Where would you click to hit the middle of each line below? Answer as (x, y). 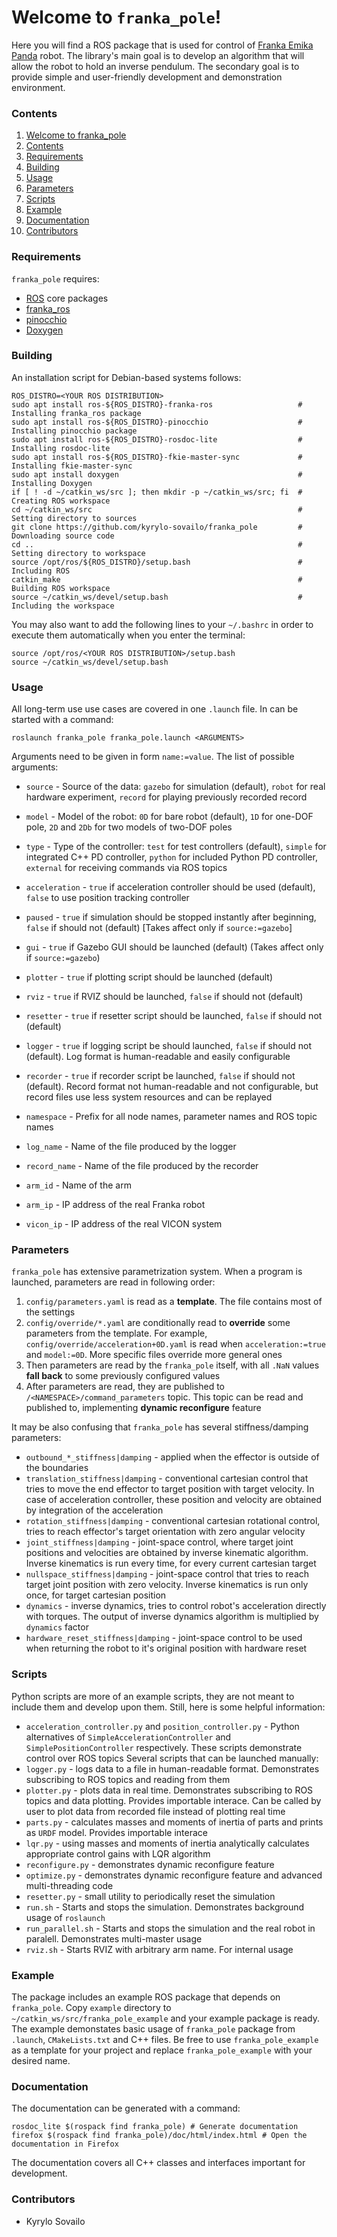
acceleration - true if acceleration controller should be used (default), (170, 887)
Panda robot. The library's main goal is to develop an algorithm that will (158, 55)
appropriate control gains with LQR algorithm (118, 1853)
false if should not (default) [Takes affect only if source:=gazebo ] (159, 928)
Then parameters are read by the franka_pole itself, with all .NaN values (172, 1365)
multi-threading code (69, 1885)
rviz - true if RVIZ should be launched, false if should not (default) (164, 997)
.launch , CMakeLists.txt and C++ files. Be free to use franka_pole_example (165, 2040)
